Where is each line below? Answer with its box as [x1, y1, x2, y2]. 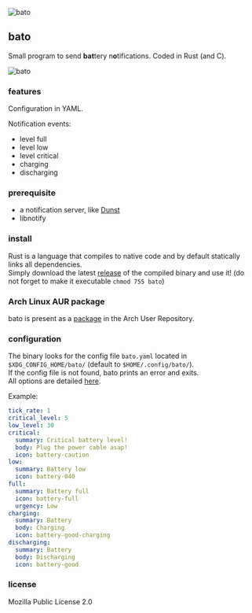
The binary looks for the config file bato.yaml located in [8, 351, 188, 361]
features [8, 86, 42, 97]
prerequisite [8, 187, 57, 198]
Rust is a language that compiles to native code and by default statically [8, 251, 241, 260]
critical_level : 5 [8, 414, 68, 423]
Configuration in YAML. [8, 104, 84, 113]
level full [19, 135, 47, 144]
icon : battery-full [15, 494, 79, 503]
